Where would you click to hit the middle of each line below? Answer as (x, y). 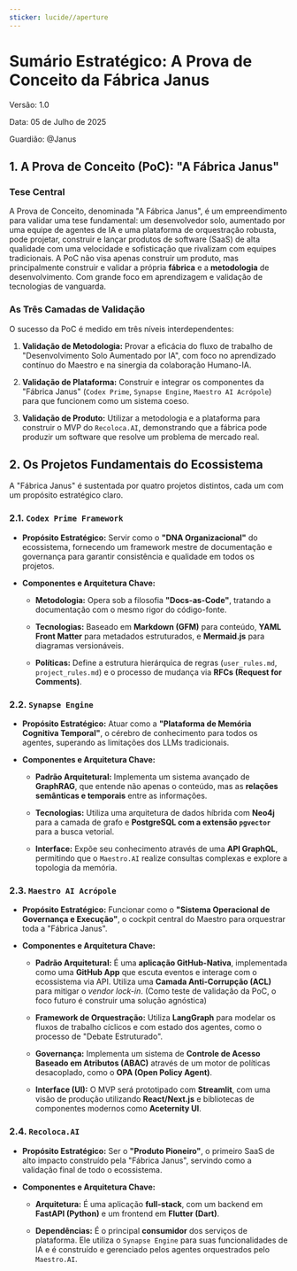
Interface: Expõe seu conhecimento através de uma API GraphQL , (156, 849)
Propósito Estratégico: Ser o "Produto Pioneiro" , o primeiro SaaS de (148, 1151)
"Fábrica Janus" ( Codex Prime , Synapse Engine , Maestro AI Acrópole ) (147, 391)
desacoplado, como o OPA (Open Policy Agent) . (124, 1073)
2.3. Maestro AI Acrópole (63, 890)
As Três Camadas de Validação (77, 309)
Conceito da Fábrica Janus (110, 80)
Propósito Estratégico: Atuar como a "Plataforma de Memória (137, 724)
